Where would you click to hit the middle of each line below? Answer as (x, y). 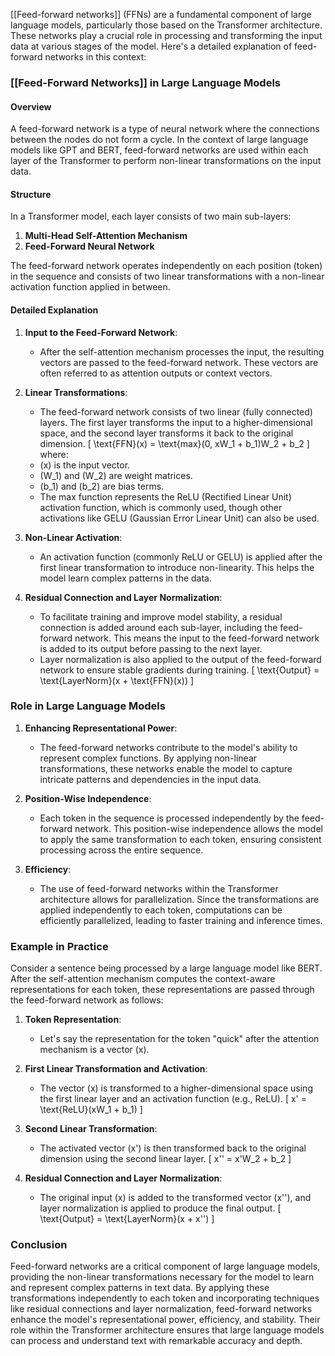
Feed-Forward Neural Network (89, 246)
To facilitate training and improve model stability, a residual (161, 616)
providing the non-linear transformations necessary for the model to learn (162, 1277)
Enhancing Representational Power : (101, 728)
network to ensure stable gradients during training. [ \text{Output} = (179, 670)
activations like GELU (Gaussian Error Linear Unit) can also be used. (179, 518)
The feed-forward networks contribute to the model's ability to (168, 747)
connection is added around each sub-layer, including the (158, 627)
